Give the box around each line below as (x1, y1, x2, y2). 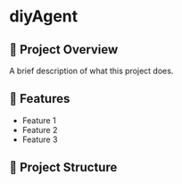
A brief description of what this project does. (9, 65, 174, 76)
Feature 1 (21, 114, 56, 126)
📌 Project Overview (9, 42, 119, 57)
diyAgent (9, 6, 79, 27)
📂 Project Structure (9, 160, 118, 175)
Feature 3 (21, 134, 58, 145)
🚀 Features (9, 91, 70, 106)
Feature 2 (21, 124, 58, 135)
